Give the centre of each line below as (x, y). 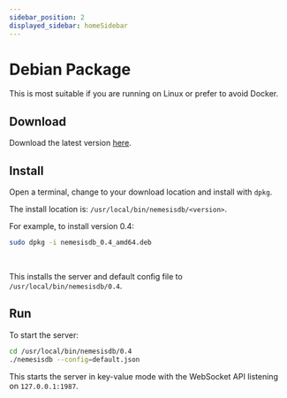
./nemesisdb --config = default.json (75, 359)
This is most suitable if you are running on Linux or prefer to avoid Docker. (144, 94)
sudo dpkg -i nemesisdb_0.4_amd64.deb (80, 243)
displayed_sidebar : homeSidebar (68, 26)
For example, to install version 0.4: (72, 226)
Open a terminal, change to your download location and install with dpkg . (141, 192)
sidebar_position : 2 (47, 17)
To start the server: (44, 335)
